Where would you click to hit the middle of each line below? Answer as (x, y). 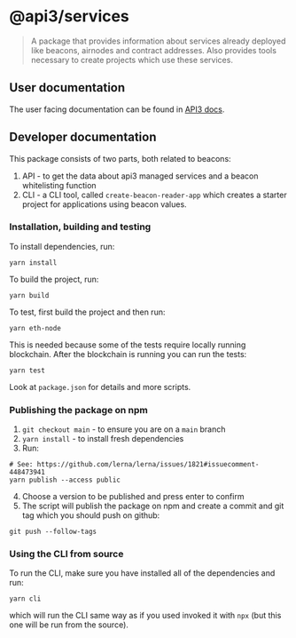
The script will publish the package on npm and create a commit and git (153, 506)
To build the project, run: (54, 279)
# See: (21, 465)
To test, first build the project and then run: (87, 312)
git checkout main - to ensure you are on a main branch (124, 429)
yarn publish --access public (65, 480)
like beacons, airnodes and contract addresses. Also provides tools (154, 50)
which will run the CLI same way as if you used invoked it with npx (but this (145, 616)
